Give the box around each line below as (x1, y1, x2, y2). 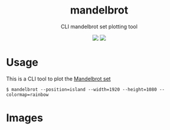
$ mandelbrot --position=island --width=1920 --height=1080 (6, 86, 158, 92)
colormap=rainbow (6, 92, 49, 98)
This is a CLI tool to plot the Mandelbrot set (6, 75, 111, 82)
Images (6, 111, 43, 125)
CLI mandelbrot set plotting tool (61, 23, 138, 30)
